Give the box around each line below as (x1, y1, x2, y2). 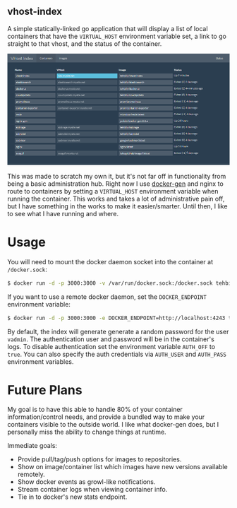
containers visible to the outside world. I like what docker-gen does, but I (7, 420, 219, 429)
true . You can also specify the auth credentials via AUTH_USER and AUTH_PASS (7, 350, 227, 358)
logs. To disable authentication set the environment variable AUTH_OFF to (7, 342, 216, 350)
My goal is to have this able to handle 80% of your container (7, 406, 183, 414)
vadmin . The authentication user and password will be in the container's (7, 335, 215, 343)
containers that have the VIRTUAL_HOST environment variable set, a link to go (7, 32, 227, 40)
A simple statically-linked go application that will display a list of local (7, 24, 208, 33)
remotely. (17, 470, 46, 479)
